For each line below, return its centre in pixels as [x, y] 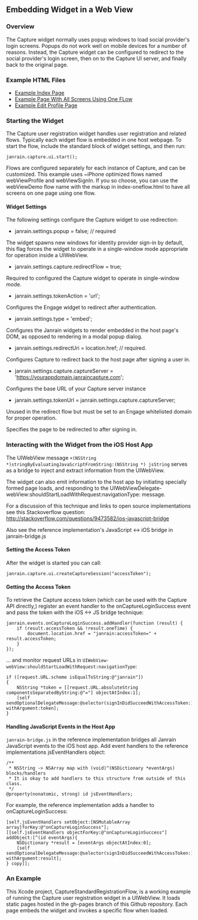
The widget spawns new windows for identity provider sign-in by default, [95, 243]
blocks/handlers [26, 774]
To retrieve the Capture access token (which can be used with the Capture [97, 600]
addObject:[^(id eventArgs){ [42, 838]
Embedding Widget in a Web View [70, 10]
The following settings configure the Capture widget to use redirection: [92, 220]
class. [14, 784]
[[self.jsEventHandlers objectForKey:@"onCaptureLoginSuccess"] [87, 833]
